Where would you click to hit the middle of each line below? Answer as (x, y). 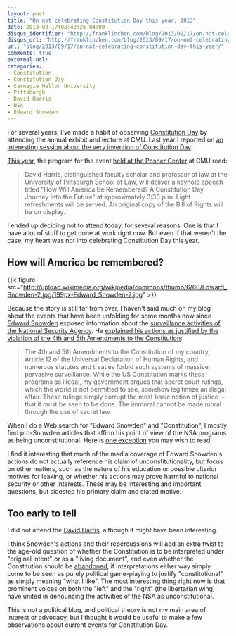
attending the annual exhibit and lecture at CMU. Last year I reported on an (115, 139)
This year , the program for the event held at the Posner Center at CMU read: (117, 161)
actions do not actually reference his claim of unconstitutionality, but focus (115, 461)
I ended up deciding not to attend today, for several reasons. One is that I (113, 225)
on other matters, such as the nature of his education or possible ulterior (112, 468)
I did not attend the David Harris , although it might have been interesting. (112, 530)
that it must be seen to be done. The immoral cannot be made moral (123, 404)
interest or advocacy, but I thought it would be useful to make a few (105, 618)
